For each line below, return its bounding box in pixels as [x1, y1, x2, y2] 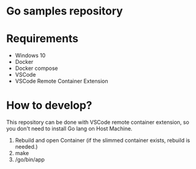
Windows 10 [15, 52, 46, 59]
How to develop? [6, 98, 93, 112]
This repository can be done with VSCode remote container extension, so [6, 119, 189, 126]
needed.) [15, 143, 38, 150]
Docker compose [15, 65, 59, 72]
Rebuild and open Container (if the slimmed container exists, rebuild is [15, 137, 191, 144]
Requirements [6, 32, 79, 46]
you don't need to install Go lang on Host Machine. [6, 125, 133, 132]
